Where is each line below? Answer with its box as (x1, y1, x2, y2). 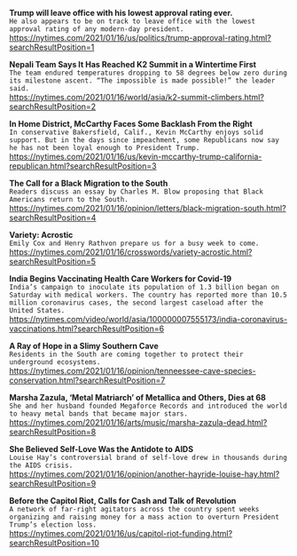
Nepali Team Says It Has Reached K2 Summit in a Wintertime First (9, 60, 257, 69)
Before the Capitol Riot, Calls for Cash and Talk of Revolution (9, 496, 237, 505)
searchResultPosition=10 (9, 537, 100, 548)
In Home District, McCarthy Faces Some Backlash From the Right (9, 119, 253, 129)
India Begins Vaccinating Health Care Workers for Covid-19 (9, 274, 232, 283)
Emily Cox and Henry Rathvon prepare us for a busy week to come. (9, 239, 260, 248)
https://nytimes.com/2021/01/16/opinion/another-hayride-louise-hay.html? (9, 469, 280, 479)
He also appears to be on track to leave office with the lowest (9, 17, 255, 26)
